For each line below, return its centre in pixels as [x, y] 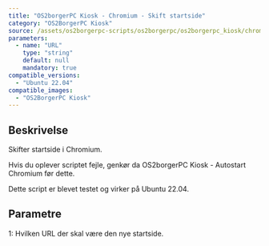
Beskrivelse [38, 130]
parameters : [28, 38]
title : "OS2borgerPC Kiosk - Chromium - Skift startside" [107, 16]
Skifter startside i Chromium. [55, 150]
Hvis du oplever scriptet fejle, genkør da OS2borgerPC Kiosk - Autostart [127, 165]
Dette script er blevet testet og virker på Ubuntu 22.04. [99, 189]
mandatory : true [50, 68]
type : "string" [48, 53]
